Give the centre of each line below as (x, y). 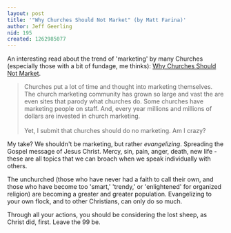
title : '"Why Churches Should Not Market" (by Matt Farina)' (97, 20)
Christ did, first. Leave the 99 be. (54, 222)
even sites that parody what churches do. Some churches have (114, 101)
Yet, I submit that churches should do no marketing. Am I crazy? (115, 131)
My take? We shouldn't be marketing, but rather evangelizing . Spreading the (115, 144)
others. (17, 166)
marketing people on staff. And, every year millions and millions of (118, 109)
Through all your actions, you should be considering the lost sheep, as (107, 215)
